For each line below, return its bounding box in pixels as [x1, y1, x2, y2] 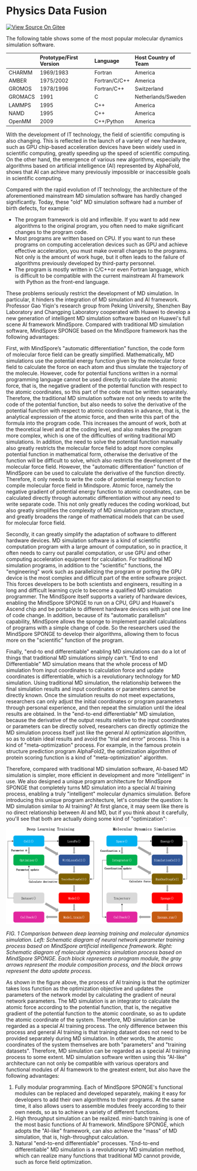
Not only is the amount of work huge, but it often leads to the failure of [14, 253, 185, 260]
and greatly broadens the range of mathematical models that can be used [6, 513, 184, 520]
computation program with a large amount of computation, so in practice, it [6, 543, 188, 550]
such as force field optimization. [14, 1159, 93, 1166]
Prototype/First [40, 54, 78, 61]
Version [40, 60, 60, 67]
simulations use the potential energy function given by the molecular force [6, 357, 186, 364]
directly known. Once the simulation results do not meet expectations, [6, 691, 175, 699]
